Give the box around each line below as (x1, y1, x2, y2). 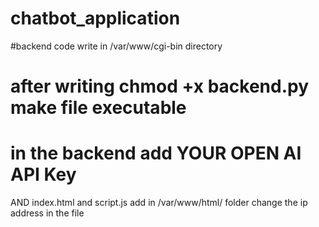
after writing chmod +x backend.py (10, 75, 310, 98)
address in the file (10, 207, 85, 219)
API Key (10, 163, 77, 186)
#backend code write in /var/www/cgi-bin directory (10, 40, 223, 52)
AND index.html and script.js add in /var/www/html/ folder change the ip (10, 197, 308, 209)
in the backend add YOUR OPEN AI (10, 142, 302, 165)
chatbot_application (10, 7, 181, 30)
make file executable (10, 97, 187, 119)
